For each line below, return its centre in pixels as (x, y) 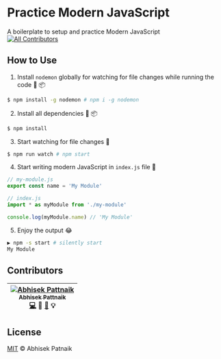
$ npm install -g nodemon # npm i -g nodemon (73, 100)
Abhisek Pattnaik (42, 297)
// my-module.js (30, 179)
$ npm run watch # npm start (49, 154)
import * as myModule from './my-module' (67, 205)
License (24, 332)
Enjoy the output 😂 (44, 230)
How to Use (32, 61)
